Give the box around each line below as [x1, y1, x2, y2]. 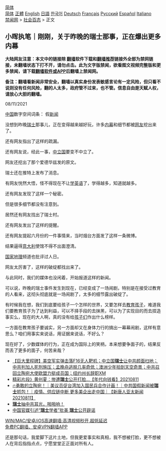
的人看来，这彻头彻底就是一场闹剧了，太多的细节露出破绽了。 [5, 291, 131, 297]
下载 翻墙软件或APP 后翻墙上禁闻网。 [26, 68, 101, 74]
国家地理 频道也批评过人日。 [5, 253, 62, 260]
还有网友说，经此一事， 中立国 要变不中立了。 [5, 149, 96, 154]
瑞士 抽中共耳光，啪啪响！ [12, 401, 65, 407]
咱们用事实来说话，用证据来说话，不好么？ [18, 331, 105, 337]
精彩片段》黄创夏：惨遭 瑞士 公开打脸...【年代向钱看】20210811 [12, 376, 139, 382]
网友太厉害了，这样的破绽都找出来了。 [5, 264, 83, 270]
